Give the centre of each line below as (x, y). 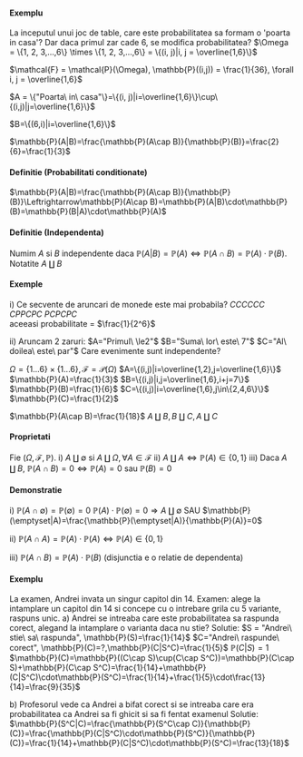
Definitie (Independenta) (57, 232)
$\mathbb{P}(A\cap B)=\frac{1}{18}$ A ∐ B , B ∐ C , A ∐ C (113, 416)
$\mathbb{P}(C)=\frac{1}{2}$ (64, 398)
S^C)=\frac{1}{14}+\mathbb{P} (150, 668)
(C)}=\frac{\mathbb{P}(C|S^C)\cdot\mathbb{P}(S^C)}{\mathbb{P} (132, 733)
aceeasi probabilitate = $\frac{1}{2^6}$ (83, 323)
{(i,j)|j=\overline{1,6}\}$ (52, 107)
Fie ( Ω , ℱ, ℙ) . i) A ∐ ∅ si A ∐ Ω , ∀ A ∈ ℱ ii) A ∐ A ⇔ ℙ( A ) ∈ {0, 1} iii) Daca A (148, 457)
